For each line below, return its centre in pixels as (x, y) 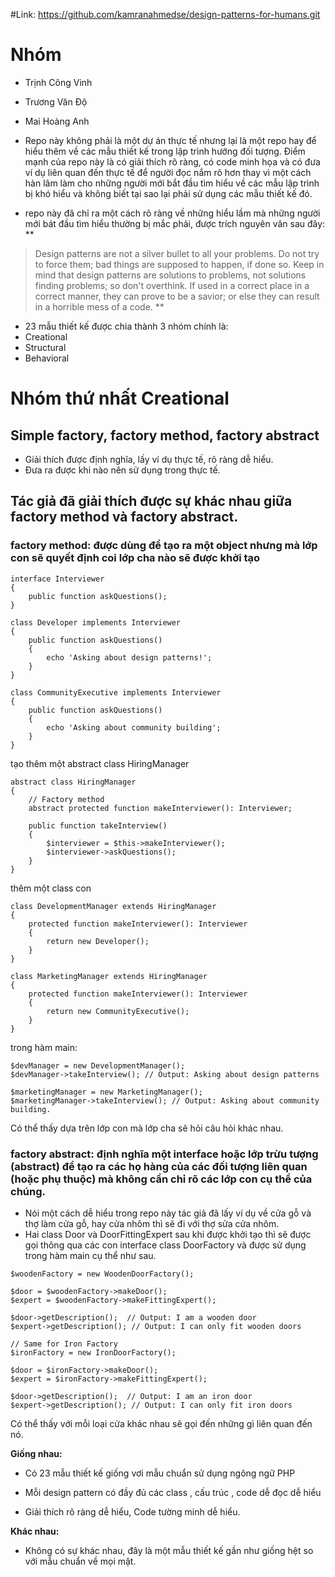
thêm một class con (51, 888)
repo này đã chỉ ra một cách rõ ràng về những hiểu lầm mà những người (172, 213)
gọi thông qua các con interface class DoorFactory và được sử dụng (165, 1245)
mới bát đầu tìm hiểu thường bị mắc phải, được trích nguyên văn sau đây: (175, 223)
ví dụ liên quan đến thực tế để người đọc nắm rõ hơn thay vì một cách (168, 172)
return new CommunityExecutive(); (118, 1011)
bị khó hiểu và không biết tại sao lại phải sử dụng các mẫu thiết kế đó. (168, 193)
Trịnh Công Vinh (58, 82)
